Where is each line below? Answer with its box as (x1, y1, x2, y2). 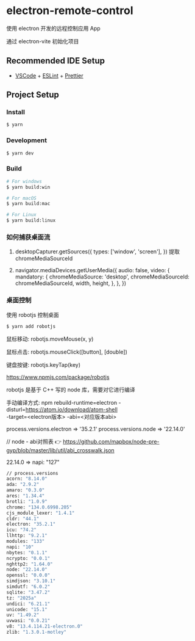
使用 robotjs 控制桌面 (6, 311, 59, 318)
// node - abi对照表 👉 (6, 438, 62, 445)
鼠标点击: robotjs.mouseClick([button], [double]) (6, 348, 128, 355)
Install (6, 108, 26, 117)
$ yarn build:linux (6, 217, 56, 223)
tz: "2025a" (6, 595, 37, 601)
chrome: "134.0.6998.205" (6, 504, 72, 510)
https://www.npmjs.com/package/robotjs (6, 373, 110, 380)
